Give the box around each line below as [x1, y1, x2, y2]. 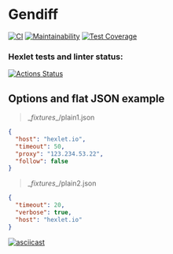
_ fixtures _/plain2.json [27, 179, 97, 188]
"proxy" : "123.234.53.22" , [15, 149, 104, 158]
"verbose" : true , [15, 208, 72, 217]
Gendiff [8, 6, 59, 24]
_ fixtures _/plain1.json [27, 112, 95, 123]
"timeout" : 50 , [15, 142, 65, 150]
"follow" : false [15, 157, 68, 165]
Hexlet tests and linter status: [8, 51, 123, 62]
